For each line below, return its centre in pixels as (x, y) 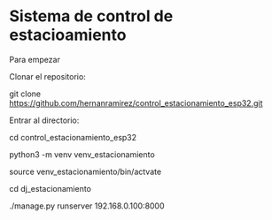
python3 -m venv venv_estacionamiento (82, 154)
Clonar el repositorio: (47, 76)
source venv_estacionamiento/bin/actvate (85, 171)
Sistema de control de (91, 16)
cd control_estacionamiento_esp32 (73, 137)
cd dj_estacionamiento (50, 188)
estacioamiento (68, 35)
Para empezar (35, 59)
